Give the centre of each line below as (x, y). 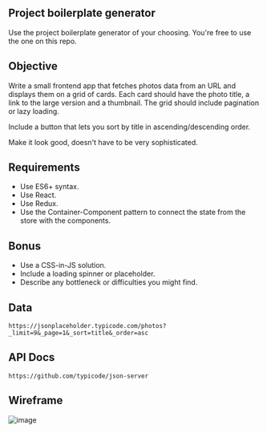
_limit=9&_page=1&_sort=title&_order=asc (79, 333)
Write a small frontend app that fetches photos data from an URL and (122, 85)
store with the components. (65, 221)
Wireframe (36, 401)
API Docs (32, 357)
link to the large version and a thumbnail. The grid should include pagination (133, 103)
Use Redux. (39, 204)
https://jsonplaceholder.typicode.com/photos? (87, 326)
